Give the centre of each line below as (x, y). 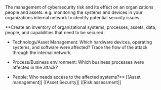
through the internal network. (42, 52)
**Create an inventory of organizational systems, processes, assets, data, (81, 27)
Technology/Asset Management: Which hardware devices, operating (82, 42)
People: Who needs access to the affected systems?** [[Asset (76, 77)
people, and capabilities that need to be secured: (55, 32)
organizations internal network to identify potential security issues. (73, 18)
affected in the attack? (35, 67)
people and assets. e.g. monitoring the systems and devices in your (74, 12)
